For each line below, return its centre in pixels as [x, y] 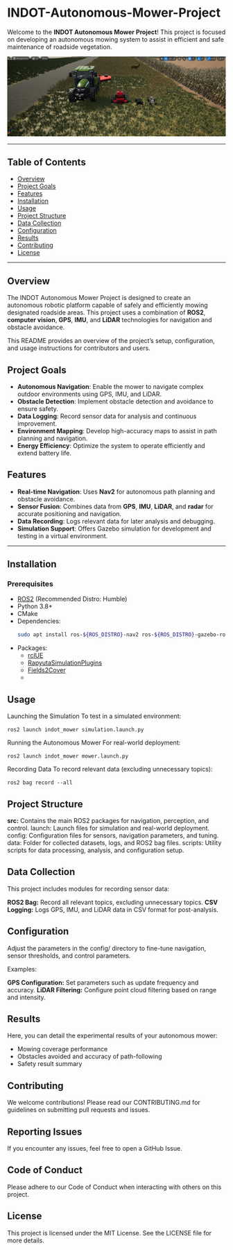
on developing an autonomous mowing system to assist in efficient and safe [115, 39]
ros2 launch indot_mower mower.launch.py [68, 756]
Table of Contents [47, 162]
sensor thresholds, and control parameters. [69, 956]
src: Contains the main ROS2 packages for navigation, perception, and [108, 820]
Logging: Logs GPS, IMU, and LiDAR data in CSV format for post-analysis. [113, 909]
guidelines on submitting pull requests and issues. [79, 1110]
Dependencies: [39, 621]
